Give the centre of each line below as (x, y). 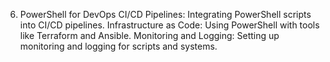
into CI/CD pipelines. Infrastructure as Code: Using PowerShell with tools (169, 25)
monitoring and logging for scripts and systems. (118, 46)
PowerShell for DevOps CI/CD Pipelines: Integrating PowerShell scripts (165, 14)
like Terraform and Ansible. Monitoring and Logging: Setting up (149, 35)
